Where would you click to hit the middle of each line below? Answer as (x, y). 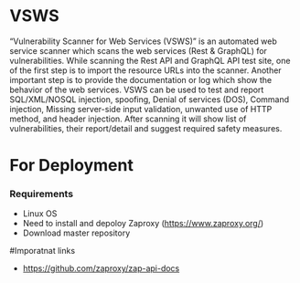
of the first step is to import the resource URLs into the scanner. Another (145, 70)
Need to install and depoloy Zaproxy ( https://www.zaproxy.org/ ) (143, 224)
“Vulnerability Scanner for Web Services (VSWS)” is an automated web (143, 41)
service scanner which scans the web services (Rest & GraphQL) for (139, 50)
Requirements (42, 194)
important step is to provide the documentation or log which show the (141, 79)
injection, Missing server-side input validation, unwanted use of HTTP (141, 109)
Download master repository (76, 233)
